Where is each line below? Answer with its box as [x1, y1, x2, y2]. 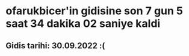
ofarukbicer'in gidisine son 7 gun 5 [5, 4, 183, 18]
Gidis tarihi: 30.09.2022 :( [5, 41, 105, 51]
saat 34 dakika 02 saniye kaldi [5, 17, 161, 30]
